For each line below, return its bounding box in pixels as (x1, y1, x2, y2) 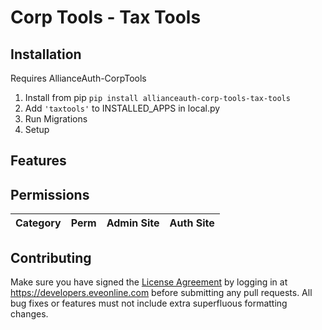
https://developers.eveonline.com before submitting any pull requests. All (10, 287, 313, 299)
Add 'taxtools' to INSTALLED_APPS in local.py (24, 102, 221, 114)
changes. (10, 308, 49, 320)
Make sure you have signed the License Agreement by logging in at (10, 276, 288, 288)
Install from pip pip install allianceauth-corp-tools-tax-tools (24, 92, 291, 103)
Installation (10, 46, 82, 63)
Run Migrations (24, 113, 88, 125)
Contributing (10, 249, 92, 266)
